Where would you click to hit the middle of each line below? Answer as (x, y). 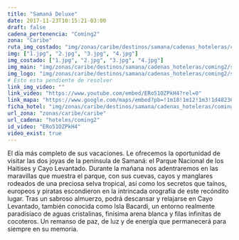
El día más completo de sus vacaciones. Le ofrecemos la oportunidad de (114, 153)
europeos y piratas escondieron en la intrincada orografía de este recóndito (118, 191)
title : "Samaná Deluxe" (43, 14)
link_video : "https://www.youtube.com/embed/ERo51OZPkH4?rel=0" (105, 93)
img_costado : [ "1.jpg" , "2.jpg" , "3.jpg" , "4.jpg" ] (85, 61)
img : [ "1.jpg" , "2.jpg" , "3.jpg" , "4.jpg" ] (73, 54)
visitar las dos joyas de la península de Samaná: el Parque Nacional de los (116, 161)
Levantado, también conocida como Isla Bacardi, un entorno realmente (111, 207)
